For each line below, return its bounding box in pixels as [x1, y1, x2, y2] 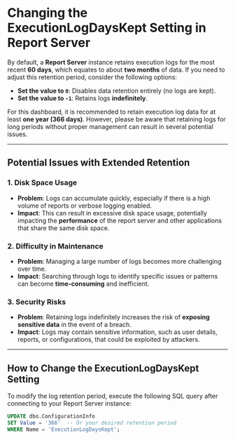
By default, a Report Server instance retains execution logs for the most [7, 58, 215, 66]
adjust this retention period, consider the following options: [7, 72, 177, 81]
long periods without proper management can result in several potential [7, 122, 213, 131]
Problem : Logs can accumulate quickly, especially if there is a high [17, 194, 211, 202]
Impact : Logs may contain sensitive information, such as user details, [17, 328, 218, 336]
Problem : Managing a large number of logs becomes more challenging [17, 257, 222, 265]
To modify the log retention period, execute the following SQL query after [7, 392, 218, 401]
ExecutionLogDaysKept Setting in [7, 20, 206, 36]
